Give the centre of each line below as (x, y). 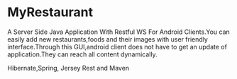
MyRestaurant (50, 12)
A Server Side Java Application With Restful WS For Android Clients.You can (119, 32)
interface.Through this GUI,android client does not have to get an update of (117, 47)
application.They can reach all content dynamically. (82, 54)
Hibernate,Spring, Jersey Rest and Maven (68, 68)
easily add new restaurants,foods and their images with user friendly (108, 39)
